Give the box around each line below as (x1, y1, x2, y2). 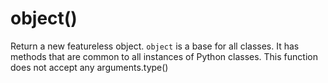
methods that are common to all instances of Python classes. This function (10, 50, 318, 62)
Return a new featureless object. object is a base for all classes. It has (10, 40, 300, 52)
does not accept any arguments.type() (10, 61, 169, 73)
